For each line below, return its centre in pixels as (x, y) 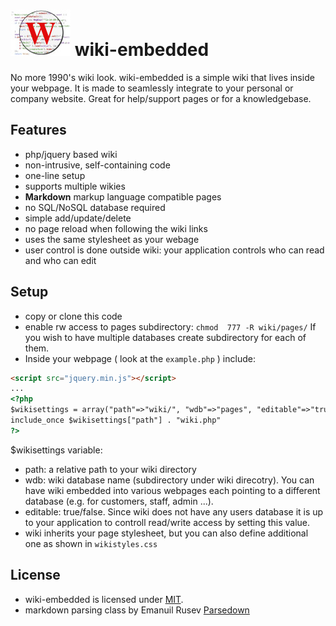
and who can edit (60, 260)
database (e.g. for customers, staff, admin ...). (119, 501)
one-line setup (55, 175)
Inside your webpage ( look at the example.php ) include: (140, 358)
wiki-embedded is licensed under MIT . (104, 599)
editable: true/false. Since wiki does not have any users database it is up (174, 511)
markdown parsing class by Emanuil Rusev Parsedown (137, 610)
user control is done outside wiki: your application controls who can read (174, 250)
